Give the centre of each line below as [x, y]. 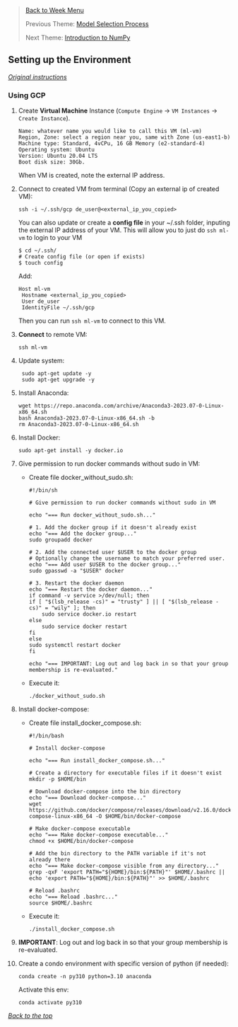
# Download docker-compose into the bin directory [105, 792]
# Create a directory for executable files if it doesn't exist [125, 773]
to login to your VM [54, 238]
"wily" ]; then [73, 608]
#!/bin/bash [46, 736]
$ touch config [41, 263]
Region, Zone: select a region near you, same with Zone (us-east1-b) [124, 137]
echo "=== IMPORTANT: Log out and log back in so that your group [129, 664]
